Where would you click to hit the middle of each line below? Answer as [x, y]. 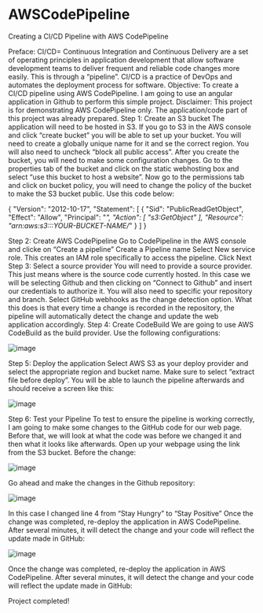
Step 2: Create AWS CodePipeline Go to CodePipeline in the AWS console [127, 241]
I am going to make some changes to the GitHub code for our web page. [125, 427]
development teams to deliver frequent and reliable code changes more [124, 68]
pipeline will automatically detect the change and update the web [113, 316]
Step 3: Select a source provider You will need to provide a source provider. [130, 266]
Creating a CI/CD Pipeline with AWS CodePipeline [88, 36]
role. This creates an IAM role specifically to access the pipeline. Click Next [130, 257]
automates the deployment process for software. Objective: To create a [124, 85]
